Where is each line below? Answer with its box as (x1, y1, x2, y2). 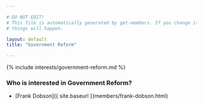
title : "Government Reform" (6, 42, 77, 48)
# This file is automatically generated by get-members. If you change (6, 19, 190, 26)
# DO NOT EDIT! (6, 14, 45, 20)
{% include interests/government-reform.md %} (6, 64, 126, 71)
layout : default (6, 36, 47, 42)
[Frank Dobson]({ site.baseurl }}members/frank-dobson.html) (14, 92, 169, 100)
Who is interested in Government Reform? (6, 79, 132, 87)
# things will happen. (6, 25, 63, 31)
